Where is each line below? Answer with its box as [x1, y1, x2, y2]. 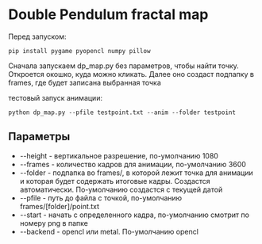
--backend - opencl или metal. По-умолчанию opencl [19, 227, 198, 236]
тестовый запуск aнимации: [8, 93, 103, 102]
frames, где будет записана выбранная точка [8, 78, 161, 87]
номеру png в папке [19, 218, 89, 227]
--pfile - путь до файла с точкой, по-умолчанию [19, 193, 183, 203]
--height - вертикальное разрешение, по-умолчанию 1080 [19, 151, 218, 160]
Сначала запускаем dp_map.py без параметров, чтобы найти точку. [8, 61, 240, 71]
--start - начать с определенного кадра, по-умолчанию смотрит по [19, 210, 250, 219]
